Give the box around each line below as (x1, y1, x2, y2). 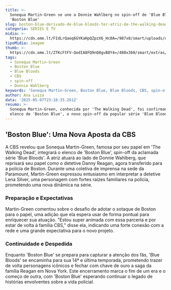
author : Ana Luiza (5, 93, 44, 98)
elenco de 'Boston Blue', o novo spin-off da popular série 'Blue (10, 111, 154, 117)
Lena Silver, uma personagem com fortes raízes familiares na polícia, (5, 176, 150, 182)
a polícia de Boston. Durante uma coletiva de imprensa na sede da (5, 165, 144, 171)
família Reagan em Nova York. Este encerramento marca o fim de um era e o (5, 268, 166, 274)
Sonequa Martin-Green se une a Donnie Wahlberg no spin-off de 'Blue (10, 12, 160, 17)
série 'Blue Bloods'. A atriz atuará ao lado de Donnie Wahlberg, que (5, 155, 146, 161)
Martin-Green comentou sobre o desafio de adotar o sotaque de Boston (5, 206, 156, 212)
